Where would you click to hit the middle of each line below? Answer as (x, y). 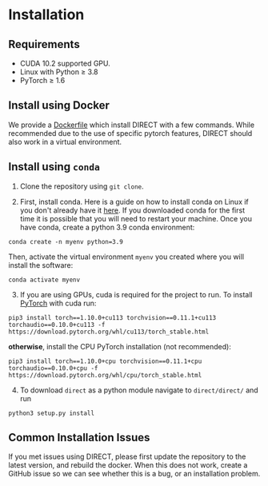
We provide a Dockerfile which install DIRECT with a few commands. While (131, 125)
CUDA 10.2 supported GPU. (65, 63)
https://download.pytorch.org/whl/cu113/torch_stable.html (109, 332)
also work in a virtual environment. (65, 141)
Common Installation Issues (79, 438)
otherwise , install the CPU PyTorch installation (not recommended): (120, 346)
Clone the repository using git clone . (82, 186)
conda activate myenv (44, 280)
